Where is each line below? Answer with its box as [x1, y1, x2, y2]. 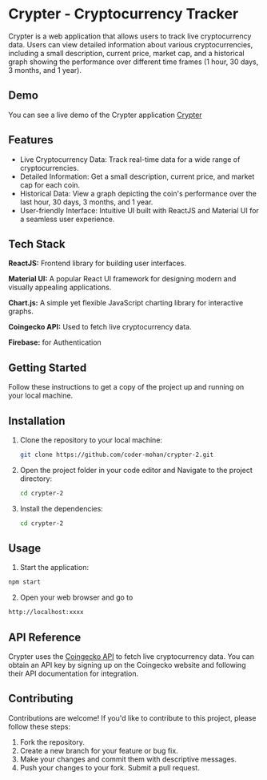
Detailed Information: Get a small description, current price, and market [19, 172, 255, 181]
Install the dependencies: [19, 503, 104, 513]
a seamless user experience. [19, 214, 115, 224]
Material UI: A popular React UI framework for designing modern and [8, 274, 237, 284]
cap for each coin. [19, 180, 81, 189]
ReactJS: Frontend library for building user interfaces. [8, 258, 186, 269]
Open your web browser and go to [19, 592, 133, 602]
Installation [8, 414, 66, 427]
